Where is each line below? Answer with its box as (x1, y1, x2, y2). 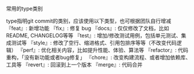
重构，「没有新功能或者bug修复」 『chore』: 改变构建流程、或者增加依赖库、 (6, 54, 191, 61)
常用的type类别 (6, 5, 43, 12)
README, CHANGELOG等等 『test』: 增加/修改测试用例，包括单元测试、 (6, 32, 182, 39)
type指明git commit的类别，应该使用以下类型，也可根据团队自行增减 (6, 17, 172, 24)
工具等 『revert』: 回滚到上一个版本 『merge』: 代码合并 (6, 61, 143, 68)
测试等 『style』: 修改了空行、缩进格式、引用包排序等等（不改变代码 (11, 40, 177, 46)
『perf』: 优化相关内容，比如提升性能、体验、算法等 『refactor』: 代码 (17, 47, 189, 54)
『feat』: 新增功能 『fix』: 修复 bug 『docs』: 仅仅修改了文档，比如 (6, 25, 169, 31)
